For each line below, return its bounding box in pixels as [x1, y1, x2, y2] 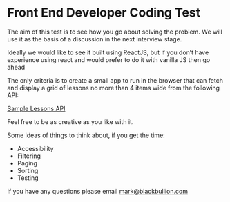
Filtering [17, 152, 41, 160]
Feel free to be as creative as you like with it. [7, 117, 134, 125]
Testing [17, 174, 39, 182]
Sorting [17, 166, 39, 174]
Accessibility [17, 144, 54, 152]
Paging [17, 159, 38, 167]
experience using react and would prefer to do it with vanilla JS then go [7, 55, 211, 63]
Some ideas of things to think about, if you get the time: [7, 131, 166, 139]
